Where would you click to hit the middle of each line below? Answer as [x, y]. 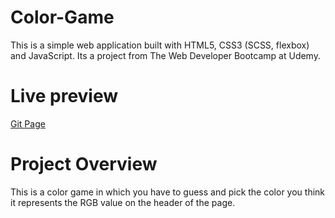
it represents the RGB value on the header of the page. [123, 202]
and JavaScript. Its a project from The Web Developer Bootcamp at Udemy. [165, 55]
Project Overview [84, 164]
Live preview [64, 96]
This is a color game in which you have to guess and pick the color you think [168, 192]
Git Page [28, 123]
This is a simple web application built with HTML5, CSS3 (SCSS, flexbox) [160, 45]
